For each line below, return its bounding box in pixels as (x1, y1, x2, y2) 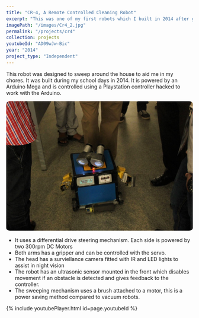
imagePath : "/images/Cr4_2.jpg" (6, 22, 86, 28)
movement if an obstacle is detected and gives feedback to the (14, 275, 169, 282)
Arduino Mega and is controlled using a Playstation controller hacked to (6, 83, 181, 90)
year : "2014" (6, 47, 38, 53)
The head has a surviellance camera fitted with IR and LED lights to (14, 256, 179, 263)
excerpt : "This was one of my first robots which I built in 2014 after (6, 15, 190, 22)
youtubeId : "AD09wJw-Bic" (6, 41, 70, 47)
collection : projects (6, 34, 60, 41)
